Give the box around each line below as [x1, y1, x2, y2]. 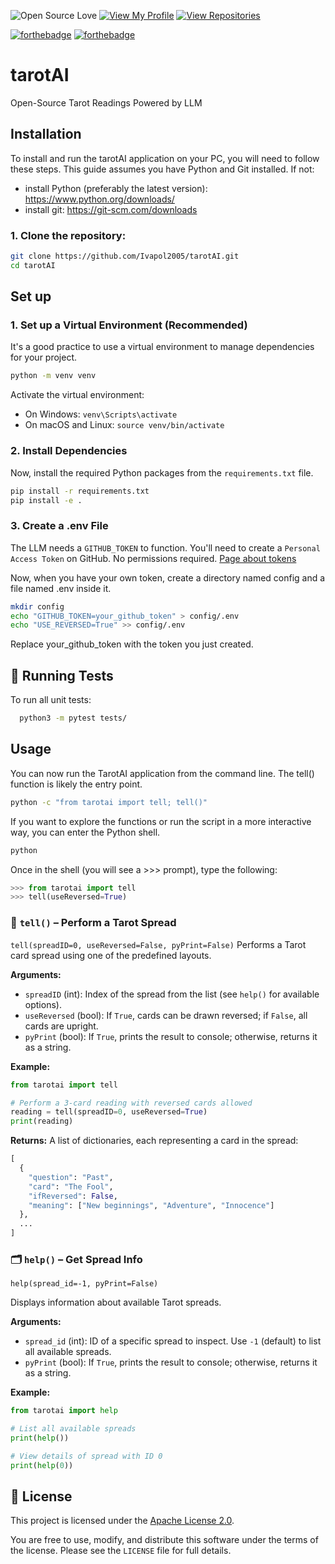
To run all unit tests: [10, 694, 92, 706]
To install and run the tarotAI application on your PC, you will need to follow [10, 152, 320, 164]
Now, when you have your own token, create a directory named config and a [10, 571, 326, 584]
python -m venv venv [10, 371, 97, 381]
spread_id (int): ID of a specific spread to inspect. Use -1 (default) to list [24, 1335, 322, 1347]
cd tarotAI [10, 260, 56, 270]
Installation [10, 126, 82, 143]
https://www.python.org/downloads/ [24, 193, 175, 205]
